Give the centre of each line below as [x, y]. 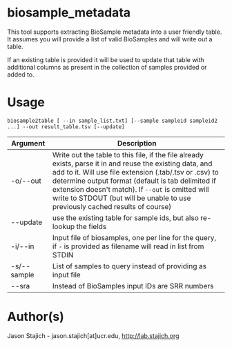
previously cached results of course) [112, 206]
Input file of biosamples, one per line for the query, [134, 237]
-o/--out [26, 181]
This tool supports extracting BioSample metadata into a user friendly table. [115, 32]
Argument [28, 143]
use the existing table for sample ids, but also [125, 217]
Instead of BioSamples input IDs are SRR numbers [133, 286]
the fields [91, 226]
